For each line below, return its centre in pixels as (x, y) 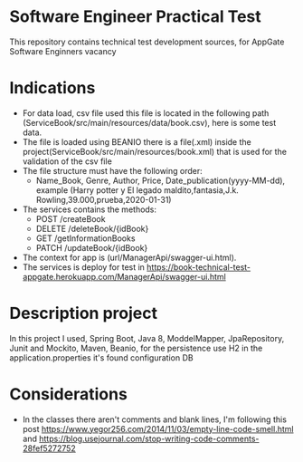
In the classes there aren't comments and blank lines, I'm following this (155, 419)
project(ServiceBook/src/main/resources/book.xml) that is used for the (155, 151)
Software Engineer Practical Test (135, 17)
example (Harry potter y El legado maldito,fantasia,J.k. (137, 190)
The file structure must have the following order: (113, 170)
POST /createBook (71, 218)
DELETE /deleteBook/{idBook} (92, 228)
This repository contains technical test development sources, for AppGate (147, 42)
